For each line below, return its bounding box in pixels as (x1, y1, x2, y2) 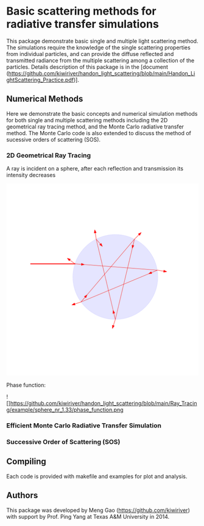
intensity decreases (6, 172, 56, 179)
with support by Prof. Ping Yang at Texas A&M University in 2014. (6, 513, 170, 520)
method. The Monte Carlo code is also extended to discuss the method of (6, 129, 192, 136)
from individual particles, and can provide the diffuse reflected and (6, 50, 174, 57)
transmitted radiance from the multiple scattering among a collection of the (6, 57, 195, 64)
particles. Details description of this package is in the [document (6, 63, 169, 71)
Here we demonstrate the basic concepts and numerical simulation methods (6, 110, 198, 117)
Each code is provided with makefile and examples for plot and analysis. (6, 472, 188, 480)
